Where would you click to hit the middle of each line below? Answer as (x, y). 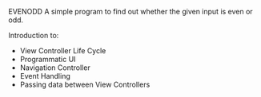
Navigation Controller (55, 68)
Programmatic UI (48, 59)
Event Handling (45, 76)
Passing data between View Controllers (85, 84)
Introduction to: (34, 35)
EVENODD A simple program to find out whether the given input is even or (131, 12)
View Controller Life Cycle (63, 50)
